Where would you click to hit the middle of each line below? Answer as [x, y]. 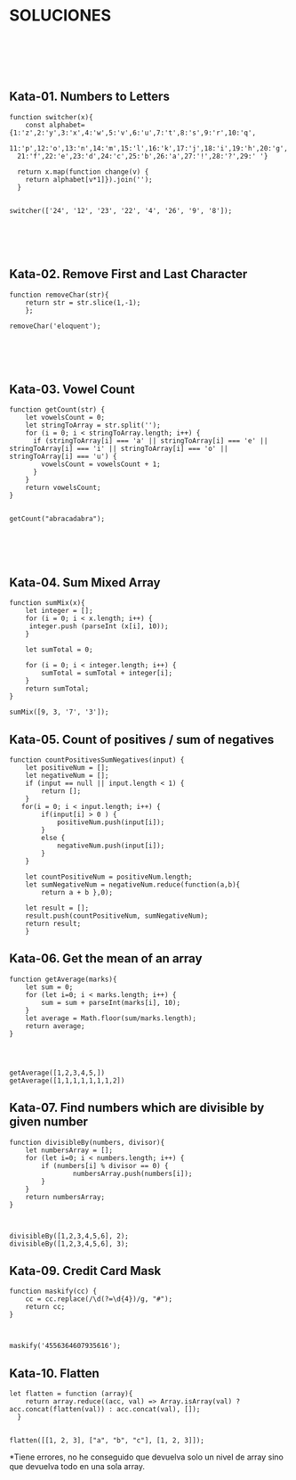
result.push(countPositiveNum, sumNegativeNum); [117, 916]
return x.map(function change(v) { [83, 172]
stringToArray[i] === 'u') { [63, 457]
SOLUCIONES [60, 16]
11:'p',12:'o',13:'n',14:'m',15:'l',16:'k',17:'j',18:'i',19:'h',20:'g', [149, 148]
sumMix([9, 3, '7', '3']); [59, 712]
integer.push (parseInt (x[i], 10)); [99, 626]
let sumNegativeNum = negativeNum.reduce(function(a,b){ [133, 885]
